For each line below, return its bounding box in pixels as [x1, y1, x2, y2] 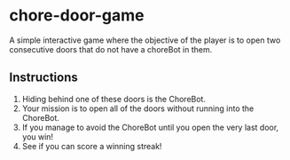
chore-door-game [9, 5, 145, 26]
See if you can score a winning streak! [21, 140, 162, 151]
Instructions [9, 70, 78, 85]
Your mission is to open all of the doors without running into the [21, 103, 255, 114]
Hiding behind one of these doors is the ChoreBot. [21, 93, 207, 104]
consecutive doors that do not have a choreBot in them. [9, 44, 213, 54]
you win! [21, 131, 54, 142]
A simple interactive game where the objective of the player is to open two [9, 35, 281, 45]
